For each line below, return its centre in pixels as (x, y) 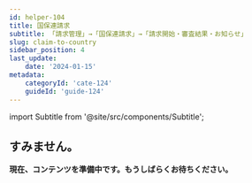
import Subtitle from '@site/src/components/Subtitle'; (107, 117)
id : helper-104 (37, 17)
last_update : (33, 58)
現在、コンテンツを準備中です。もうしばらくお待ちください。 (121, 170)
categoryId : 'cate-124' (69, 83)
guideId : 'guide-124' (65, 91)
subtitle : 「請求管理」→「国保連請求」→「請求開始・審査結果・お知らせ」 (128, 34)
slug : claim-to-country (53, 42)
